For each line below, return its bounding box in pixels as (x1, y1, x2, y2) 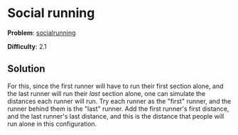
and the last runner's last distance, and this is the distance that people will (7, 112, 225, 120)
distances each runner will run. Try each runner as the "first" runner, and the (7, 97, 232, 105)
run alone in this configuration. (7, 119, 97, 128)
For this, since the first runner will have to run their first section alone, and (7, 82, 224, 90)
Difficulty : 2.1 (7, 42, 48, 50)
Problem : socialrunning (7, 28, 76, 37)
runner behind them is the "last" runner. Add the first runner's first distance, (7, 104, 229, 113)
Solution (7, 63, 45, 75)
